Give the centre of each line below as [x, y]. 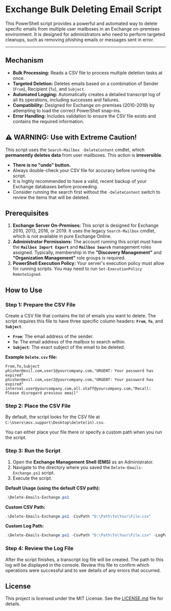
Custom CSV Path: [25, 507]
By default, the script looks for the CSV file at [53, 417]
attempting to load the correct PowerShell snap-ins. [67, 110]
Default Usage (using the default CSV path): [53, 488]
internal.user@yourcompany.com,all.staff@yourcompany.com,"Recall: [78, 389]
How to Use [24, 290]
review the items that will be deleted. [51, 197]
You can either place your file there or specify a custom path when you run [84, 432]
